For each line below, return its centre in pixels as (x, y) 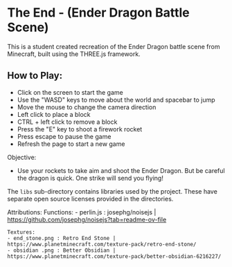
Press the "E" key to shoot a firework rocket (80, 129)
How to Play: (35, 76)
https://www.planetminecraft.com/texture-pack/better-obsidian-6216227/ (114, 256)
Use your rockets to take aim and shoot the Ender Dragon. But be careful (121, 170)
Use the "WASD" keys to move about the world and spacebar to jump (116, 100)
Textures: (21, 232)
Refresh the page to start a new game (71, 144)
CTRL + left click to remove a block (67, 122)
